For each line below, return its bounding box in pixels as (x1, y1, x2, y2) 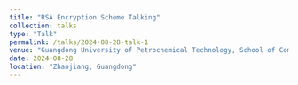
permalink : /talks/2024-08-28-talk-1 (9, 37, 149, 47)
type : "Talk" (9, 29, 58, 38)
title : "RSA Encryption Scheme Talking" (9, 12, 161, 22)
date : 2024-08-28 (9, 54, 74, 63)
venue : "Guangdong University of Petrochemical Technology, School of (9, 46, 276, 55)
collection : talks (9, 21, 77, 30)
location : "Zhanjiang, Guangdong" (9, 63, 137, 72)
